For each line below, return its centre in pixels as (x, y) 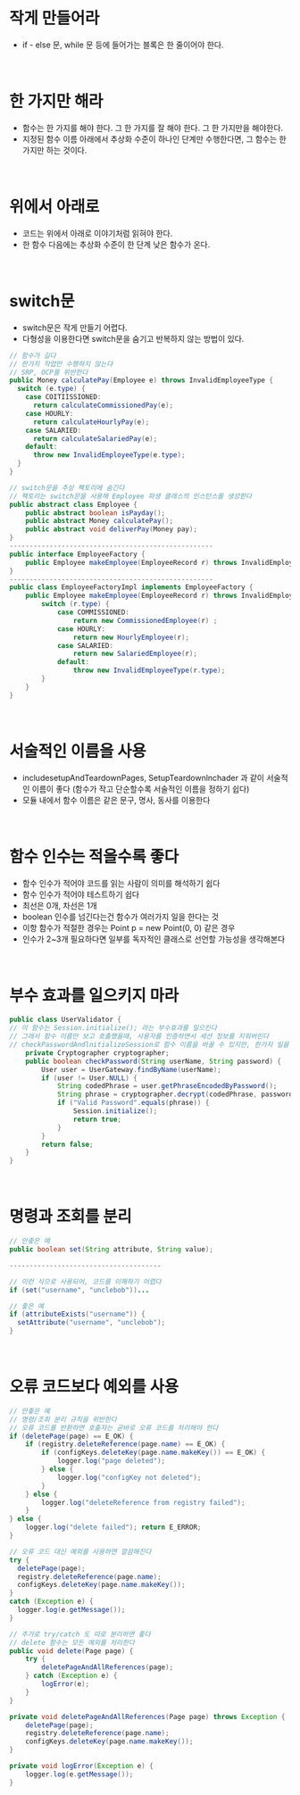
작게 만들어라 (54, 18)
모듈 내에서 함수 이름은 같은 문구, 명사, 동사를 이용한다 (116, 800)
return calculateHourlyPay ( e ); (91, 422)
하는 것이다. (67, 150)
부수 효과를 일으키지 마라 (94, 995)
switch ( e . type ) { (52, 389)
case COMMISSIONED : (93, 612)
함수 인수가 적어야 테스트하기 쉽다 (81, 894)
